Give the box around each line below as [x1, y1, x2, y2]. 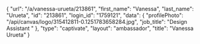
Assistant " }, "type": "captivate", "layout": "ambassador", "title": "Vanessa [6, 24, 194, 32]
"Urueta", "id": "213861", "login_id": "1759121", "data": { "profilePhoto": [6, 12, 183, 19]
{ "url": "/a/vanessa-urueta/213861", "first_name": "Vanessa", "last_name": [6, 5, 194, 12]
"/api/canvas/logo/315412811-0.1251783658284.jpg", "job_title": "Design [6, 18, 188, 25]
